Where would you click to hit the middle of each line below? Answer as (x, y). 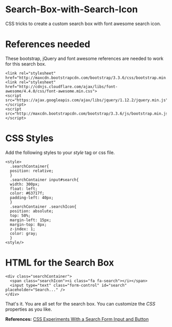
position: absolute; (32, 211)
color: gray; (24, 233)
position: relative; (32, 171)
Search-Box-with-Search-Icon (72, 9)
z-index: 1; (23, 229)
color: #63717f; (27, 193)
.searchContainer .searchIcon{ (43, 206)
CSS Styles (29, 138)
